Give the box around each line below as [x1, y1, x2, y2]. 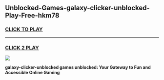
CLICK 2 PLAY [5, 44, 39, 51]
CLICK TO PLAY [5, 26, 43, 33]
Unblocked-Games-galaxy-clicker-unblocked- [5, 4, 150, 12]
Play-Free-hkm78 [5, 12, 60, 20]
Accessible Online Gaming [5, 69, 60, 75]
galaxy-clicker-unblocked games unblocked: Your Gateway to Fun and [5, 64, 151, 70]
